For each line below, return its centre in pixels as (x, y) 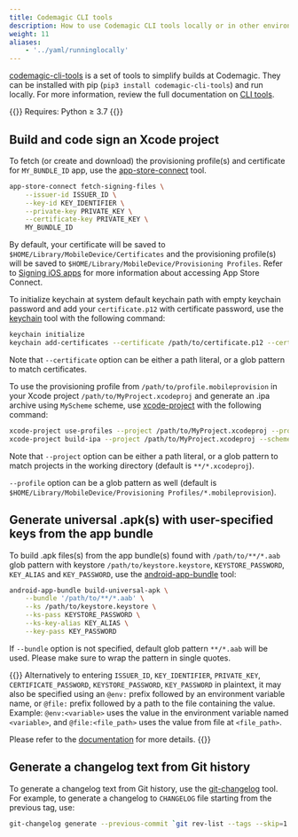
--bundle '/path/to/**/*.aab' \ (85, 598)
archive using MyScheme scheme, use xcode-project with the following (135, 405)
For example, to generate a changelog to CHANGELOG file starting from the (141, 798)
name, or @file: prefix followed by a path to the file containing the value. (142, 703)
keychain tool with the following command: (87, 318)
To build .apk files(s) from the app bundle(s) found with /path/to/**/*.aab (145, 555)
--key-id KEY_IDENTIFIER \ (75, 203)
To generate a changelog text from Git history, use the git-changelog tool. (144, 788)
